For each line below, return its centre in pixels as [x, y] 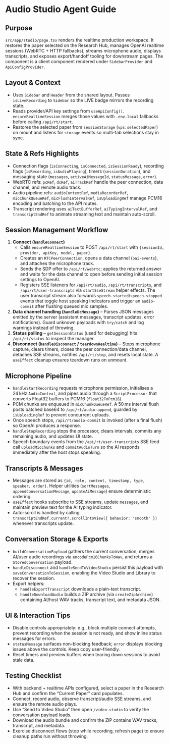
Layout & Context [33, 83]
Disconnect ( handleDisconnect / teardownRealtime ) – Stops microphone [86, 344]
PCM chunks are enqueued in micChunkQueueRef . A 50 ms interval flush [86, 404]
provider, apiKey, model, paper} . [56, 253]
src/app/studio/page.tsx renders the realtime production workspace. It [79, 40]
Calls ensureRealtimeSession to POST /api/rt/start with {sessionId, [92, 247]
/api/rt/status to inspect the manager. [53, 339]
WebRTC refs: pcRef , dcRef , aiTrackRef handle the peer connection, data [88, 182]
